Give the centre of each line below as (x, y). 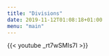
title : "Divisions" (35, 13)
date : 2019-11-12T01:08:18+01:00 (55, 20)
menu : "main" (26, 26)
